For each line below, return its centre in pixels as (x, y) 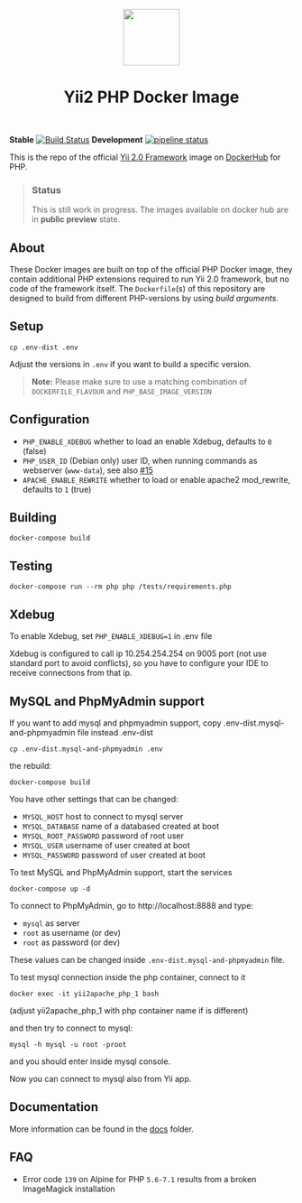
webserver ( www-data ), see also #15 (87, 470)
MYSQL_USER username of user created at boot (106, 845)
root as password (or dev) (71, 942)
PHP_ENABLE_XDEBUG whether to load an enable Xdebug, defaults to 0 (147, 441)
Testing (31, 565)
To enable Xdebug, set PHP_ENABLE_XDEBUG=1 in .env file (111, 636)
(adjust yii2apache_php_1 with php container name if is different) (129, 1010)
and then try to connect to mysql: (71, 1028)
